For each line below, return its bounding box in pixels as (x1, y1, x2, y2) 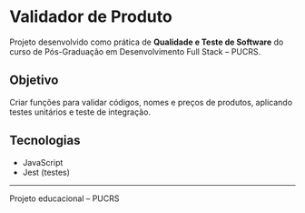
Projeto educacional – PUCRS (9, 193, 120, 204)
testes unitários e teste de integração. (9, 106, 152, 117)
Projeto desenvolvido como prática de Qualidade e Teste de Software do (9, 36, 284, 47)
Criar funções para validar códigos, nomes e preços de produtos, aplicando (9, 96, 293, 107)
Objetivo (9, 73, 59, 88)
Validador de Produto (9, 6, 172, 27)
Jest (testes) (22, 167, 71, 177)
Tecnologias (9, 133, 81, 148)
